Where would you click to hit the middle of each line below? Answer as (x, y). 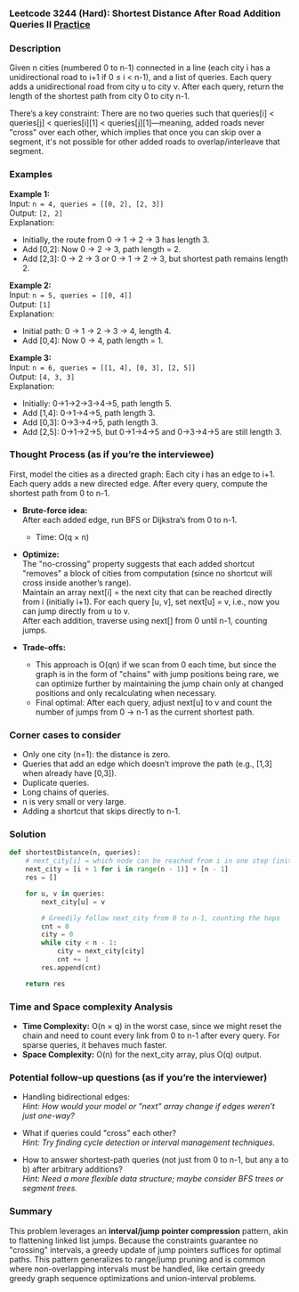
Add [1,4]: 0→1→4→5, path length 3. (89, 413)
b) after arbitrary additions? (72, 1169)
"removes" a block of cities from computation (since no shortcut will (147, 573)
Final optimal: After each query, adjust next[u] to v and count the (154, 702)
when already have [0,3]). (69, 773)
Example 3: (30, 357)
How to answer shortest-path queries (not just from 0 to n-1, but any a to (155, 1160)
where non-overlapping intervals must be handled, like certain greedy (137, 1269)
